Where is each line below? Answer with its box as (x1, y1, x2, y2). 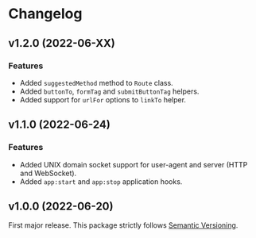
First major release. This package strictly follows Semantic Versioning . (8, 221, 239, 230)
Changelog (8, 5, 83, 23)
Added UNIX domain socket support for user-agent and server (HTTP (19, 159, 248, 169)
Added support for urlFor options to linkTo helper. (19, 94, 187, 104)
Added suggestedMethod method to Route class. (19, 78, 173, 87)
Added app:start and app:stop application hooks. (19, 176, 183, 186)
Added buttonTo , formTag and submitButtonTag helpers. (19, 86, 200, 96)
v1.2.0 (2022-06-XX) (8, 36, 115, 50)
